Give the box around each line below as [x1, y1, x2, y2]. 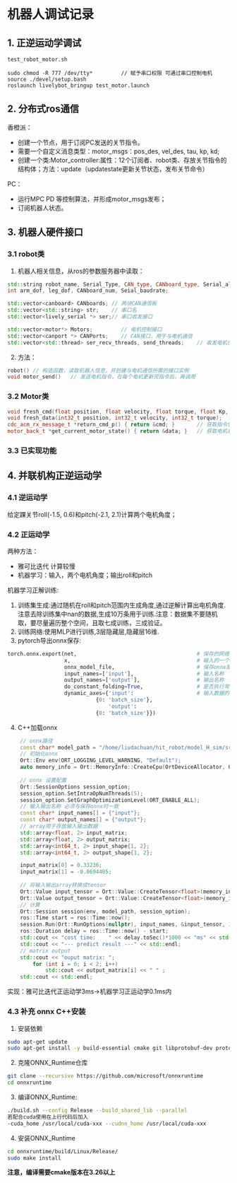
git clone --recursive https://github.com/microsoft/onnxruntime [7, 1073, 203, 1080]
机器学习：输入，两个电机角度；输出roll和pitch [17, 571, 153, 579]
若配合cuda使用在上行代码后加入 [7, 1113, 89, 1121]
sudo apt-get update [7, 1038, 68, 1045]
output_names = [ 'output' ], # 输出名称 [63, 677, 224, 684]
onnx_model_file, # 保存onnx [63, 663, 227, 670]
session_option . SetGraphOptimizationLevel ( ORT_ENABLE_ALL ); [20, 796, 200, 803]
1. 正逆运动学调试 [7, 37, 82, 49]
